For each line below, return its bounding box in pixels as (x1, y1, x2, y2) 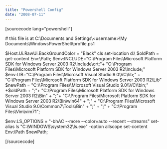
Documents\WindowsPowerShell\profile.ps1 (5, 40, 95, 46)
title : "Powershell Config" (5, 7, 64, 12)
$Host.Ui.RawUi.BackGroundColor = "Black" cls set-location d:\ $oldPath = (5, 50, 160, 56)
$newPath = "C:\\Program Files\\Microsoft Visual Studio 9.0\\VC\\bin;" (5, 82, 149, 88)
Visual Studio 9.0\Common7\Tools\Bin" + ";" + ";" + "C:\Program (5, 103, 137, 109)
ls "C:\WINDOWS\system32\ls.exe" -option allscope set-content (15, 123, 148, 130)
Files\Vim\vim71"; (5, 108, 40, 115)
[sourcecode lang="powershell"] (5, 25, 72, 31)
